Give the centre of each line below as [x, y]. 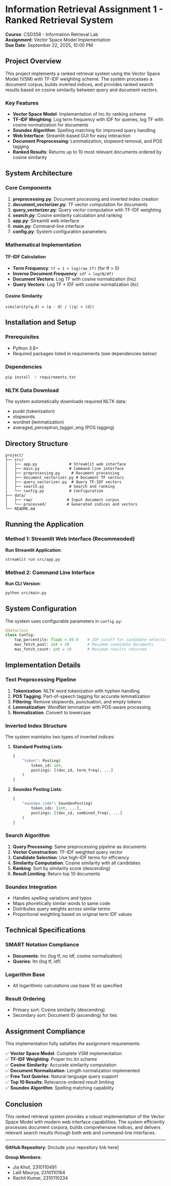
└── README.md [20, 509]
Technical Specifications [46, 930]
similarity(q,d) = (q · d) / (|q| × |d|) [50, 307]
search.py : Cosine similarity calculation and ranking [67, 215]
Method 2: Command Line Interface [50, 572]
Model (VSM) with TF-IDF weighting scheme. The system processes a [79, 79]
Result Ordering [25, 998]
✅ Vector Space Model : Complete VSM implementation [64, 1053]
